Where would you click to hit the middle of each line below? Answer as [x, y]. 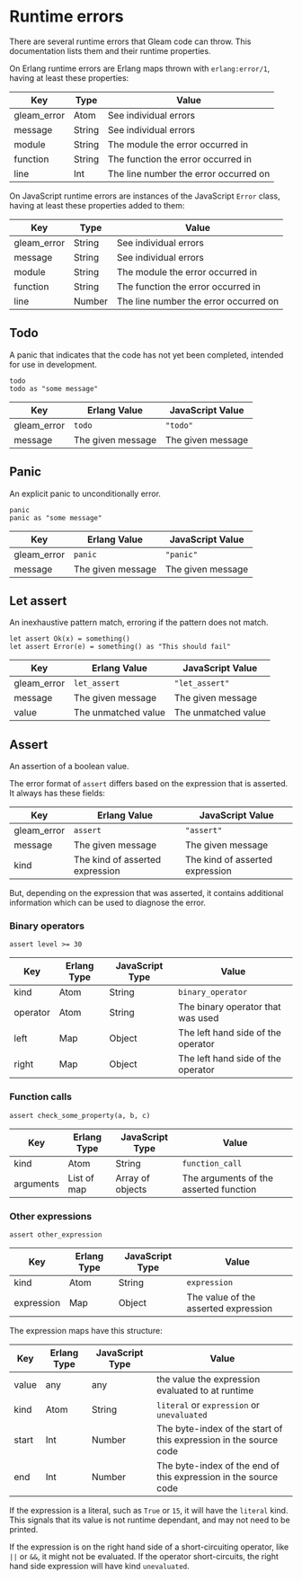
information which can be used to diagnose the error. [108, 903]
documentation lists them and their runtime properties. [110, 50]
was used [199, 1018]
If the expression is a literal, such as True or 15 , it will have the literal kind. [149, 1511]
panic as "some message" [56, 518]
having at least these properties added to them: [97, 205]
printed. [24, 1530]
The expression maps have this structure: [86, 1331]
